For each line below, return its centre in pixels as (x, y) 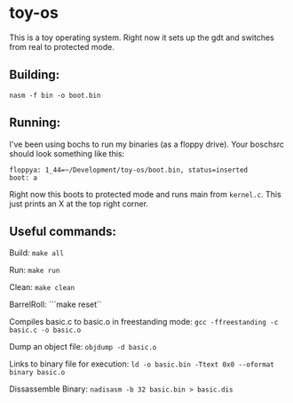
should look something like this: (67, 153)
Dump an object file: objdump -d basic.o (83, 347)
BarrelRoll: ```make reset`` (55, 304)
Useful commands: (63, 231)
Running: (35, 123)
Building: (35, 75)
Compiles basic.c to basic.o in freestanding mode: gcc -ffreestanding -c (144, 322)
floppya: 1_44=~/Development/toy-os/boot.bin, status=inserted (129, 170)
